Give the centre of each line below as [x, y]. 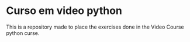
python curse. [23, 33]
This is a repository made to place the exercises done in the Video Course [95, 27]
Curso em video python [64, 11]
